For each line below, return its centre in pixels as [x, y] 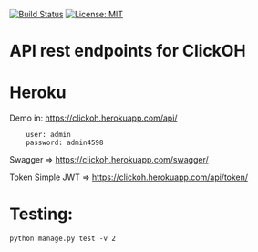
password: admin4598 [65, 143]
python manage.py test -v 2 [63, 239]
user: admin [48, 135]
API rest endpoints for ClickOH [128, 51]
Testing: [41, 214]
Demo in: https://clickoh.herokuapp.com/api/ [93, 118]
